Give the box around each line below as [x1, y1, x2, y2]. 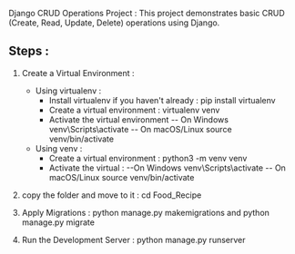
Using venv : [35, 142, 83, 153]
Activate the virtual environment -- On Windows [48, 113, 229, 125]
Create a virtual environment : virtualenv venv [48, 104, 220, 115]
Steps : [8, 44, 49, 59]
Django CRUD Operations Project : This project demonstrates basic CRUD [8, 8, 286, 18]
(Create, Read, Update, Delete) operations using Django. [8, 17, 220, 28]
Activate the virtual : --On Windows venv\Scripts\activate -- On [48, 162, 286, 173]
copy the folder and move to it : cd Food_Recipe [21, 190, 202, 200]
